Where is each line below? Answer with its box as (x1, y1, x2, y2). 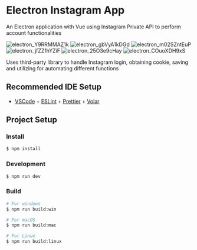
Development (6, 160, 46, 168)
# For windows (6, 200, 41, 207)
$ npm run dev (6, 173, 41, 179)
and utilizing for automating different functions (6, 64, 119, 72)
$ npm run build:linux (6, 239, 62, 245)
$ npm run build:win (6, 206, 57, 212)
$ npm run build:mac (6, 222, 57, 228)
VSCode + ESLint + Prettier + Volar (14, 98, 100, 105)
